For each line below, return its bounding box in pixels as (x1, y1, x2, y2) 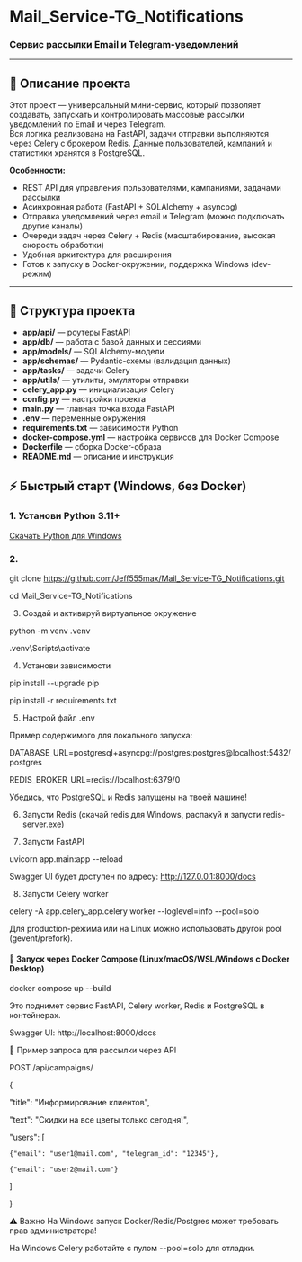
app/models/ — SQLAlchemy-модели (22, 346, 164, 357)
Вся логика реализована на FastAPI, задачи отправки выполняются (9, 129, 270, 139)
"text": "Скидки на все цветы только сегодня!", (9, 1114, 189, 1125)
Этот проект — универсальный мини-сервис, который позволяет (9, 100, 262, 111)
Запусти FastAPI (22, 837, 84, 847)
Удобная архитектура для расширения (22, 249, 173, 260)
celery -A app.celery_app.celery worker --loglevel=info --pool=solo (9, 906, 260, 917)
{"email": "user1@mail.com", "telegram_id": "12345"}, (9, 1150, 219, 1159)
